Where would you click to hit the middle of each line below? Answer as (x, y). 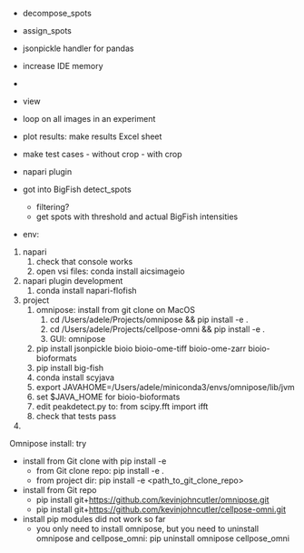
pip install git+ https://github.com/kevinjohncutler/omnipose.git (152, 500)
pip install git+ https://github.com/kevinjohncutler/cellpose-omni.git (161, 509)
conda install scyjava (75, 377)
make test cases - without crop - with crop (103, 154)
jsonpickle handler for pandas (78, 48)
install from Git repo (59, 490)
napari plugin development (73, 281)
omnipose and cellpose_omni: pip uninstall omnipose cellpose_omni (163, 538)
